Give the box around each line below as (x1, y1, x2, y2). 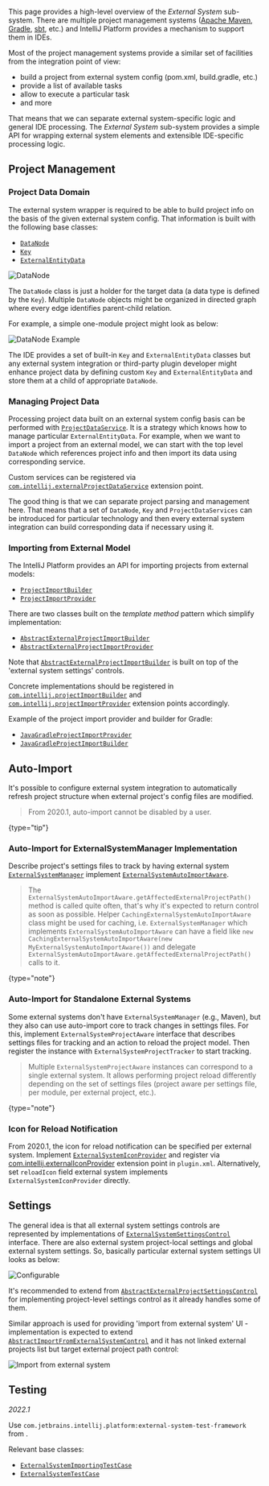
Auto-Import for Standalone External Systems (8, 994, 191, 1005)
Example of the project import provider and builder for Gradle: (8, 714, 213, 724)
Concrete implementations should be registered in (8, 681, 174, 691)
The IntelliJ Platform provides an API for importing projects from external (8, 561, 249, 570)
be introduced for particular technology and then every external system (8, 513, 245, 523)
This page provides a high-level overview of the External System (8, 7, 222, 16)
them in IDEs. (8, 32, 52, 42)
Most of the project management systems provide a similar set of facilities (8, 48, 254, 57)
